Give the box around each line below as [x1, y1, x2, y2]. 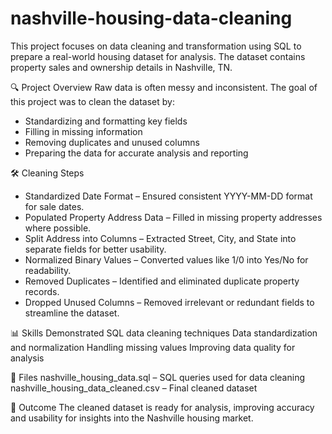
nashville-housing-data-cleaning [10, 7, 293, 30]
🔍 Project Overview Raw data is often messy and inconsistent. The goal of [10, 81, 318, 93]
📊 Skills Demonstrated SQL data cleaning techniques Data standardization [10, 327, 318, 339]
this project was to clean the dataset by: [10, 95, 175, 107]
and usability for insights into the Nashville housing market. [10, 412, 254, 424]
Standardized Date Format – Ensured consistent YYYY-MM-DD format [24, 190, 313, 202]
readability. [24, 264, 72, 276]
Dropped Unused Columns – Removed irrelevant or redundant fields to [24, 296, 315, 308]
